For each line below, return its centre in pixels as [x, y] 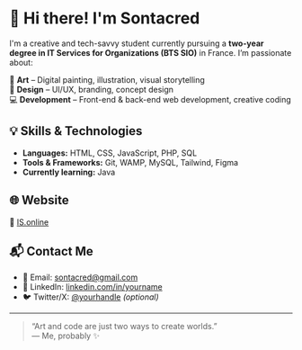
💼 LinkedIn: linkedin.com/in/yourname [93, 287]
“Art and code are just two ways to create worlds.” [124, 327]
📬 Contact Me [51, 251]
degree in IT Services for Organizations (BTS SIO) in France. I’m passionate [151, 52]
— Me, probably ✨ [66, 336]
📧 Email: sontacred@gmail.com [80, 277]
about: [21, 62]
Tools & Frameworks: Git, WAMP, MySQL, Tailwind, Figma [130, 162]
